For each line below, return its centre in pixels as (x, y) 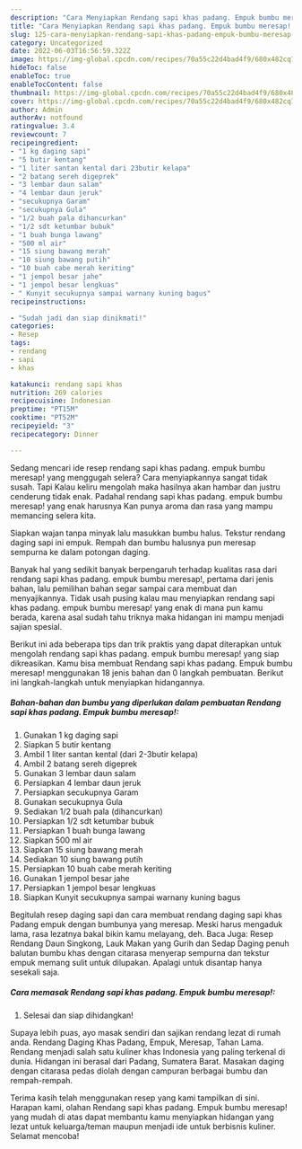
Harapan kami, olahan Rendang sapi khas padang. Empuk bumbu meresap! (149, 1107)
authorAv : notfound (47, 118)
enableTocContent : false (56, 84)
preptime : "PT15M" (44, 410)
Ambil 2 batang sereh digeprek (80, 764)
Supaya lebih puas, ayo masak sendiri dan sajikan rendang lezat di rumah (146, 1032)
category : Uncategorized (56, 43)
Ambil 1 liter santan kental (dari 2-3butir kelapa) (111, 754)
